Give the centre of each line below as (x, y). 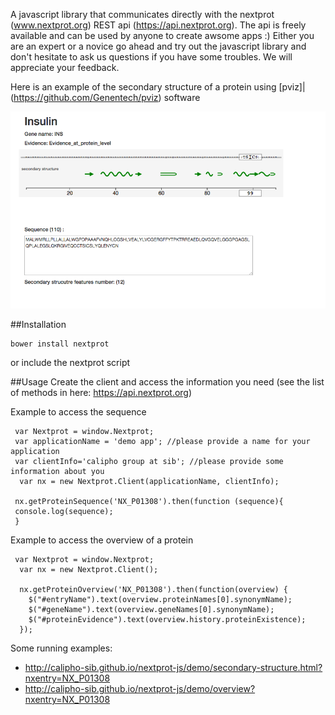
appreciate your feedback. (65, 67)
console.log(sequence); (64, 511)
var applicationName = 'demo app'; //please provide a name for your (162, 441)
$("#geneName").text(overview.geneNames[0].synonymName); (151, 609)
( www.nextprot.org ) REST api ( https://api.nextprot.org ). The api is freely (158, 25)
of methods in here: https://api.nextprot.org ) (101, 392)
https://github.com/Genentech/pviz (86, 97)
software (182, 97)
